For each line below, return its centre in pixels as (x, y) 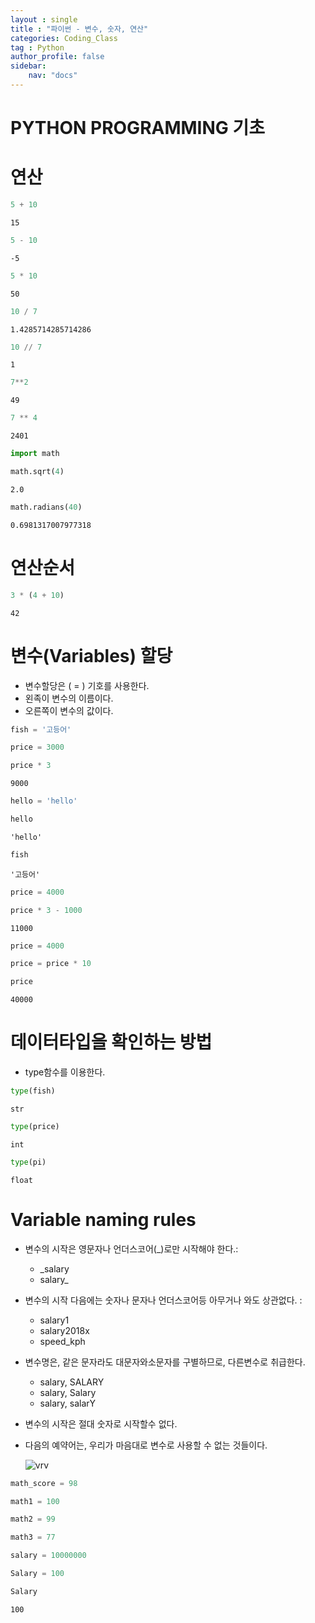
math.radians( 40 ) (46, 507)
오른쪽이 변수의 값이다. (69, 710)
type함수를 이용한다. (65, 1072)
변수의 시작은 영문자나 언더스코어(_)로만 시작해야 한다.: (131, 1248)
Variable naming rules (103, 1219)
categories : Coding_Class (64, 38)
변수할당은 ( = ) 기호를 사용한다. (87, 685)
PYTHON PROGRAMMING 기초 (137, 128)
